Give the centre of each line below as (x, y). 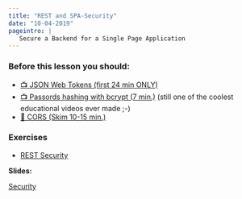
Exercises (28, 138)
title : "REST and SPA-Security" (63, 16)
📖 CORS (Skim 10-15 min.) (63, 117)
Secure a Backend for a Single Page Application (102, 38)
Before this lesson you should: (69, 67)
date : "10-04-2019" (41, 23)
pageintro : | (30, 31)
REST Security (44, 155)
